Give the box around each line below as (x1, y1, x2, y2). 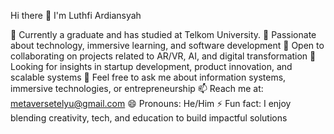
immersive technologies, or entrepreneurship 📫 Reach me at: (10, 83, 264, 94)
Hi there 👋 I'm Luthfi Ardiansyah (10, 10, 142, 21)
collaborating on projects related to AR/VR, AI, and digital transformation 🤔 (10, 50, 317, 62)
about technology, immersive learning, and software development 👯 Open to (10, 40, 325, 51)
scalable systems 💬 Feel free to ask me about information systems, (10, 71, 287, 83)
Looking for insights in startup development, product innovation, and (10, 61, 293, 72)
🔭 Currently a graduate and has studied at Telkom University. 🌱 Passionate (10, 29, 317, 40)
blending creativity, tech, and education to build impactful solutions (10, 112, 288, 124)
